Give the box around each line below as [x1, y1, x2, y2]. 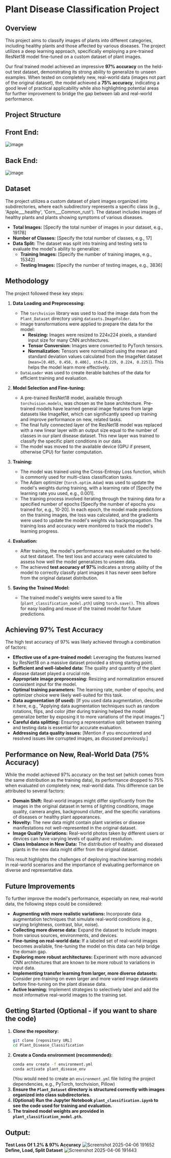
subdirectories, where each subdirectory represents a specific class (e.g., [5, 203, 160, 209]
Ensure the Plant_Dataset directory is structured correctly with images [12, 1086, 165, 1093]
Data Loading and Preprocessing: [12, 300, 85, 306]
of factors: [5, 644, 27, 650]
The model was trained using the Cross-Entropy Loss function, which [20, 468, 166, 475]
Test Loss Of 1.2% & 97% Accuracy [5, 1142, 81, 1148]
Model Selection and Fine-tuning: [12, 384, 85, 391]
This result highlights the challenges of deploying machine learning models [5, 857, 163, 863]
